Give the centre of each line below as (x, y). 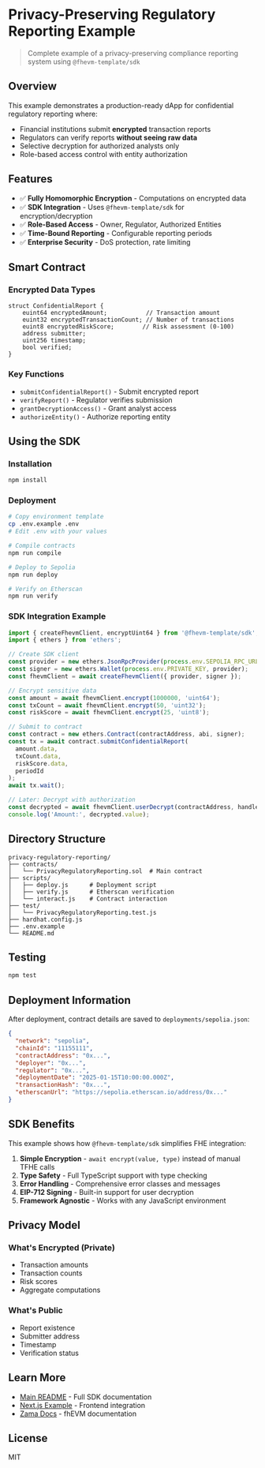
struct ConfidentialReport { (56, 306)
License (28, 1438)
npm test (22, 976)
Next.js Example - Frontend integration (82, 1405)
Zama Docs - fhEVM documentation (78, 1414)
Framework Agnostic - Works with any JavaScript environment (123, 1200)
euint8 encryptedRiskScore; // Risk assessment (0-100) (129, 327)
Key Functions (36, 374)
